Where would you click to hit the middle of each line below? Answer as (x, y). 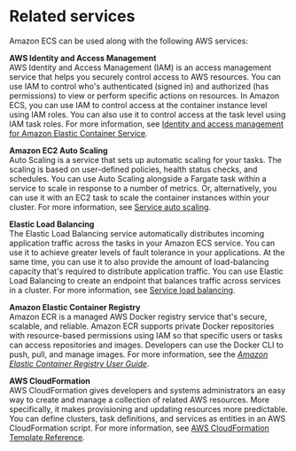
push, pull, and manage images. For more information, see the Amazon (139, 354)
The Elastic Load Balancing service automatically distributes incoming (137, 233)
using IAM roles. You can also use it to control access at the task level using (148, 114)
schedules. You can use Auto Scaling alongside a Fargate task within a (138, 178)
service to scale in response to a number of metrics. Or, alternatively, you (143, 188)
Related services (72, 16)
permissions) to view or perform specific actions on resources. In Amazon (144, 96)
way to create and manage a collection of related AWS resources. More (140, 400)
